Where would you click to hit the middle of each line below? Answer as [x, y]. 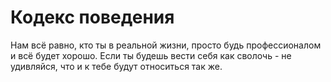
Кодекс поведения [92, 17]
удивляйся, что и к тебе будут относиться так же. [116, 66]
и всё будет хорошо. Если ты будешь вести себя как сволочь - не [151, 55]
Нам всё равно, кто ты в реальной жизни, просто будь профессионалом [166, 45]
